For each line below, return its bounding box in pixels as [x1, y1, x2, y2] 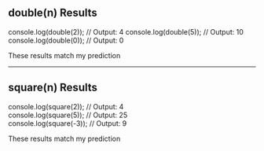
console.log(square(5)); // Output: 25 [8, 110, 128, 120]
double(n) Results [8, 6, 98, 20]
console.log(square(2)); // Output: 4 [8, 101, 124, 111]
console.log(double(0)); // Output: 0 [8, 35, 124, 45]
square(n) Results [8, 81, 98, 94]
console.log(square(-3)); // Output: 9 [8, 118, 127, 128]
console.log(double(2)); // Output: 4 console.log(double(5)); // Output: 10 [8, 27, 244, 36]
